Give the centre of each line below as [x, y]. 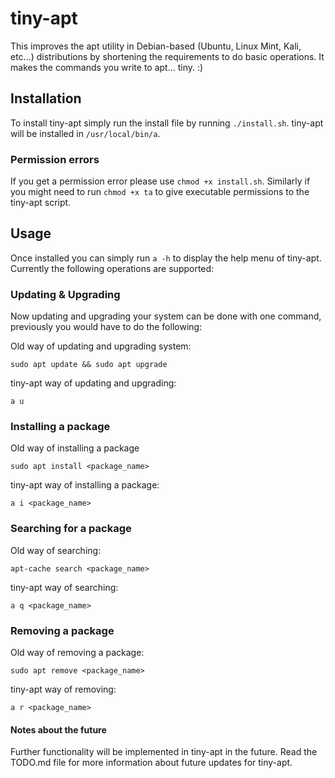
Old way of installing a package [75, 448]
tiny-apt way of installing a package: [85, 485]
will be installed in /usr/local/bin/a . [85, 133]
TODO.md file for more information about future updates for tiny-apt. [151, 763]
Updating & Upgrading [65, 294]
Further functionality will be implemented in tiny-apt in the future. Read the [164, 752]
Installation [46, 98]
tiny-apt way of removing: [63, 689]
